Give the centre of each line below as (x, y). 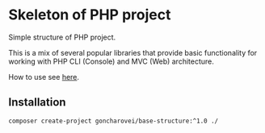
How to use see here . (44, 77)
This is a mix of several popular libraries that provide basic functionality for (133, 52)
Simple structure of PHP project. (62, 37)
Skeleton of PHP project (90, 15)
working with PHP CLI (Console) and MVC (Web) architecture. (111, 61)
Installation (37, 102)
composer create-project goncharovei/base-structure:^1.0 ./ (114, 121)
